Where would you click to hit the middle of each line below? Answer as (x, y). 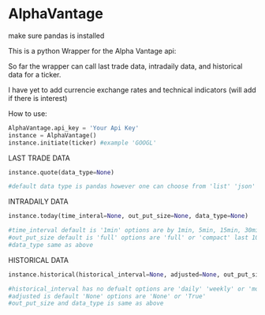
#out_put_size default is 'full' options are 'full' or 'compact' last (128, 238)
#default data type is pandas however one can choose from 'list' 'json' (132, 186)
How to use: (28, 113)
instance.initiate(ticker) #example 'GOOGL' (82, 143)
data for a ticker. (35, 74)
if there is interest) (38, 98)
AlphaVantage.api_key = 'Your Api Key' (74, 128)
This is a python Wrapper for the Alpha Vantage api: (92, 51)
